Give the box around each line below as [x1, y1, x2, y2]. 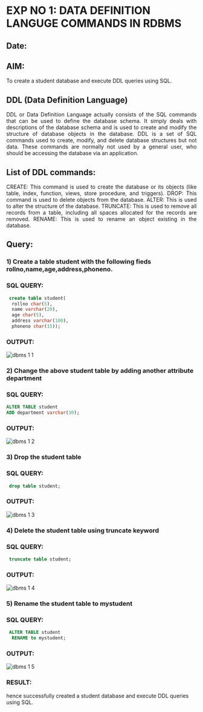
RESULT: [6, 678, 32, 687]
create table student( [8, 295, 66, 301]
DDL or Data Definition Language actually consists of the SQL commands [6, 111, 197, 118]
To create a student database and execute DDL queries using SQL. [6, 77, 172, 85]
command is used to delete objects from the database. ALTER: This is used [6, 196, 197, 204]
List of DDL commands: [6, 167, 96, 178]
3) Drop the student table [6, 453, 82, 461]
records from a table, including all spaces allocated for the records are [6, 209, 197, 216]
